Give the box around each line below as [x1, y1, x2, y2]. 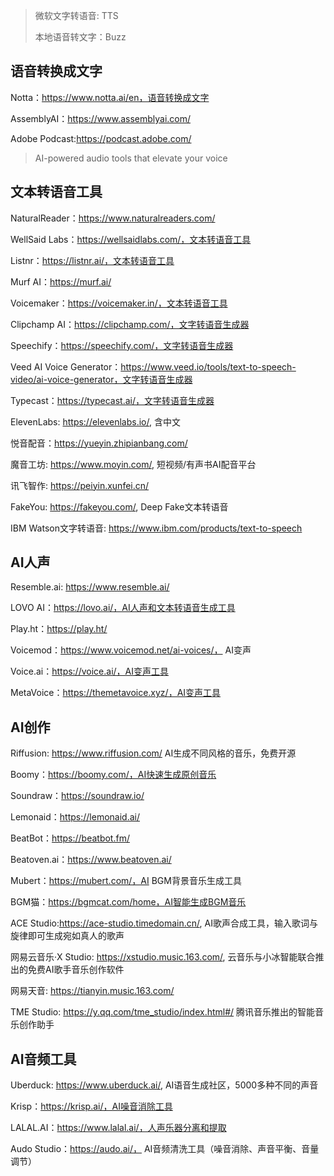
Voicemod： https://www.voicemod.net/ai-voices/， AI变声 [10, 644, 252, 656]
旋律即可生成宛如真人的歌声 [10, 930, 125, 942]
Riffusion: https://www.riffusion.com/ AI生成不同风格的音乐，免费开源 [10, 747, 297, 759]
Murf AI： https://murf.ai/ [10, 275, 112, 288]
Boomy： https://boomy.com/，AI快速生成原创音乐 [10, 769, 217, 781]
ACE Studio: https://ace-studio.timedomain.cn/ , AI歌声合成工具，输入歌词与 [10, 917, 318, 929]
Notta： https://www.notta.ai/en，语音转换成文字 [10, 91, 210, 103]
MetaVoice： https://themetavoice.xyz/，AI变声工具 [10, 687, 222, 699]
